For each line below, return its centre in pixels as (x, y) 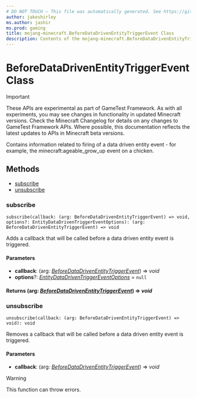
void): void (21, 323)
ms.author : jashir (28, 22)
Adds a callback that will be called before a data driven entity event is (90, 238)
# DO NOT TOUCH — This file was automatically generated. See (84, 11)
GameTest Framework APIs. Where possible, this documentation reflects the (98, 126)
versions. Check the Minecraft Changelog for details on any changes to (92, 121)
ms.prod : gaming (26, 28)
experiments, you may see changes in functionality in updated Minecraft (93, 114)
